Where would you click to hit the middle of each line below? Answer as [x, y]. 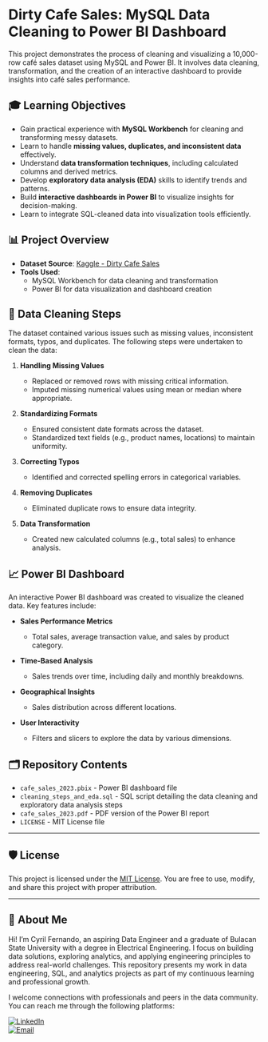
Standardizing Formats [59, 414]
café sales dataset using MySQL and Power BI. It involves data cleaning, [141, 62]
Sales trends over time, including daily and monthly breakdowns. [138, 676]
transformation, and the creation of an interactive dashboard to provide [125, 70]
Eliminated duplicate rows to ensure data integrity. [114, 508]
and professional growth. [49, 981]
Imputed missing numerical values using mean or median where [136, 390]
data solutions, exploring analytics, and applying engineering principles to [130, 956]
